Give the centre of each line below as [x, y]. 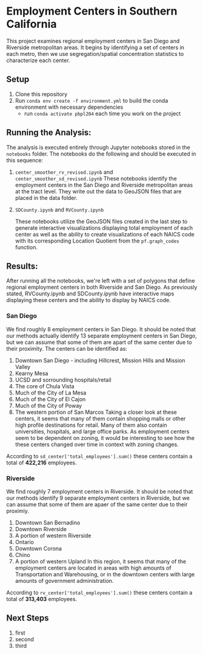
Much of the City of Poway [48, 405]
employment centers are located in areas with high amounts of [93, 568]
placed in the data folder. [46, 198]
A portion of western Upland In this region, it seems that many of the [101, 561]
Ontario [25, 542]
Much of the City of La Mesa [51, 393]
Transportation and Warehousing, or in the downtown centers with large [105, 574]
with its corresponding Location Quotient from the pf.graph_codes [97, 241]
